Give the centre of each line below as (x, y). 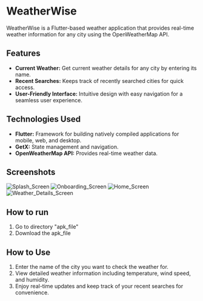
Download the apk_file (43, 233)
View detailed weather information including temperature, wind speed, (103, 273)
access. (25, 87)
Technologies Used (43, 119)
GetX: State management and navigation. (67, 147)
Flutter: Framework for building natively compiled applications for (97, 134)
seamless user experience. (49, 100)
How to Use (28, 252)
